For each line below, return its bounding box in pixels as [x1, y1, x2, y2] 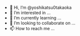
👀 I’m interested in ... [9, 10, 51, 16]
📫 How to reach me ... [9, 26, 55, 31]
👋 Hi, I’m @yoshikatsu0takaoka [9, 5, 72, 10]
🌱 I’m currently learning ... [9, 15, 62, 20]
